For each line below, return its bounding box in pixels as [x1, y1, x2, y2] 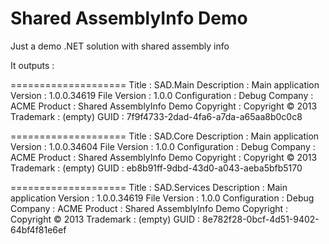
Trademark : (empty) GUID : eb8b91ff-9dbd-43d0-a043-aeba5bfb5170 [10, 162, 303, 174]
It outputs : [10, 59, 55, 71]
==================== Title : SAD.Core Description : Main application [10, 130, 320, 142]
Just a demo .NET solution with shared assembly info [10, 40, 230, 52]
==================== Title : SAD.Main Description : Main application [10, 78, 320, 91]
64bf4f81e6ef [10, 223, 67, 236]
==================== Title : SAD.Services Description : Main [10, 181, 288, 193]
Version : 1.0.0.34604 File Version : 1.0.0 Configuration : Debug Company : [10, 140, 316, 152]
